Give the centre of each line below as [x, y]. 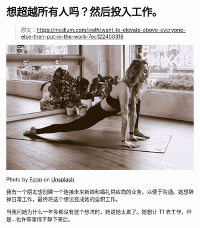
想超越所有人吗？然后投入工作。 [85, 12]
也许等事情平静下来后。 [45, 219]
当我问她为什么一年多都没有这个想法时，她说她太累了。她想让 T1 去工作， [96, 212]
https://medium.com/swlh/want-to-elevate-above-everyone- [111, 30]
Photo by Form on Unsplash [40, 180]
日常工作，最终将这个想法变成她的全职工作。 [66, 199]
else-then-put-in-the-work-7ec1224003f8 [72, 36]
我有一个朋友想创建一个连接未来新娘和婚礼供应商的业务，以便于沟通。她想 [97, 192]
